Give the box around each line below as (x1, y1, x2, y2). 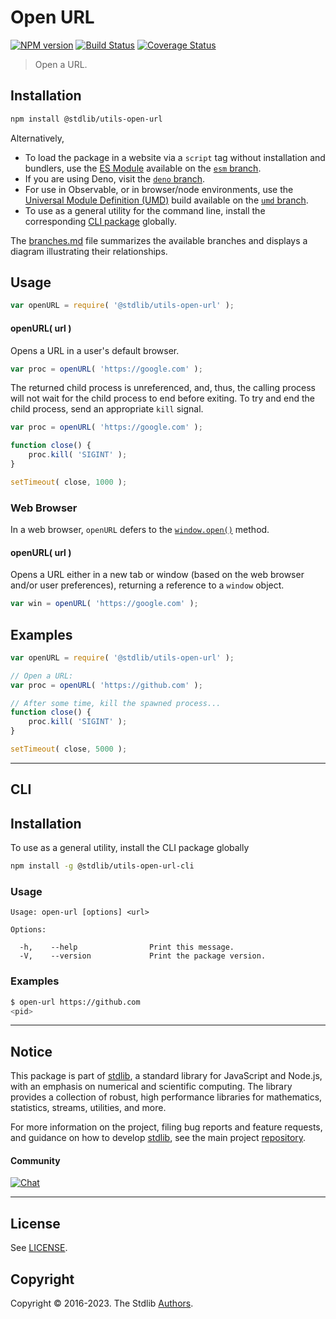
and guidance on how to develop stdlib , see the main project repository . (10, 1132, 307, 1144)
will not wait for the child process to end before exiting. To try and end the (10, 392, 315, 405)
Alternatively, (10, 132, 65, 144)
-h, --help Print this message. (19, 942, 235, 953)
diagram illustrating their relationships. (10, 245, 168, 257)
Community (10, 1154, 61, 1166)
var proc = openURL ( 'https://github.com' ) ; (10, 680, 203, 690)
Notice (10, 1043, 53, 1060)
